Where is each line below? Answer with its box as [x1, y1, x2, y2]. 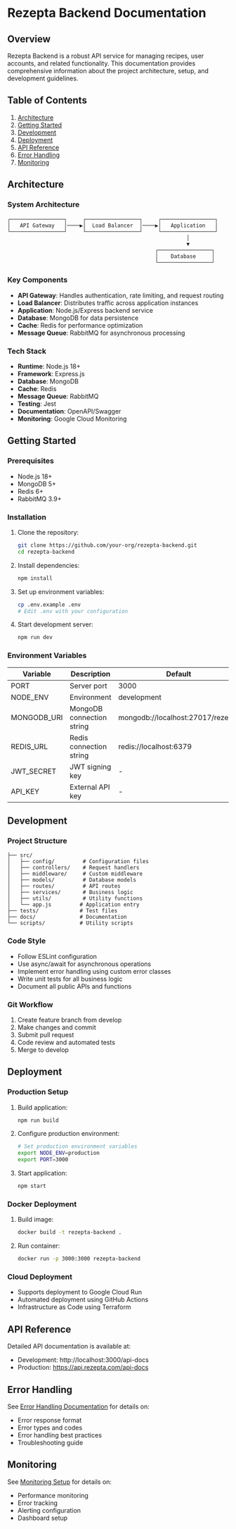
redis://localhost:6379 [118, 741, 192, 751]
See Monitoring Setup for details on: [7, 1478, 112, 1486]
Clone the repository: [17, 528, 79, 537]
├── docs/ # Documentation [7, 914, 128, 921]
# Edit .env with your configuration [17, 607, 129, 614]
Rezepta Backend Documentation [7, 5, 206, 21]
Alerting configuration [17, 1506, 81, 1514]
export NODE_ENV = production [17, 1150, 100, 1157]
